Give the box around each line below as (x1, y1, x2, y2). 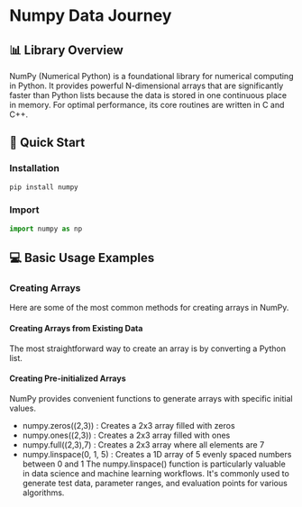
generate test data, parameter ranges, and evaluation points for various (22, 477, 288, 488)
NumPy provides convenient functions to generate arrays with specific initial (9, 393, 293, 403)
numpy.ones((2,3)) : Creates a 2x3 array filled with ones (22, 430, 231, 440)
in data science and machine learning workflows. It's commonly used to (22, 467, 290, 478)
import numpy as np (9, 224, 83, 233)
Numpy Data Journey (9, 5, 172, 26)
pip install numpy (9, 182, 78, 192)
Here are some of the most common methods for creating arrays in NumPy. (9, 303, 289, 313)
